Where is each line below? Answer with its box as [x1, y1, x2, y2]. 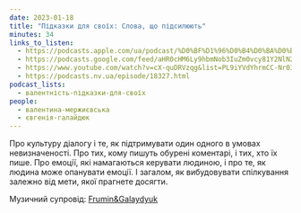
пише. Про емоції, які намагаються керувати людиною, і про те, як [9, 157, 266, 168]
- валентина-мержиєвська [17, 105, 110, 114]
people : [9, 96, 39, 106]
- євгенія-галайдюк [17, 113, 90, 122]
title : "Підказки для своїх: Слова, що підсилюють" [9, 22, 206, 31]
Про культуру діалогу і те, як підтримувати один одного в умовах [9, 138, 262, 149]
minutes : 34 [9, 30, 54, 39]
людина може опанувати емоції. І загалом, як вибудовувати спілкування [9, 167, 289, 178]
